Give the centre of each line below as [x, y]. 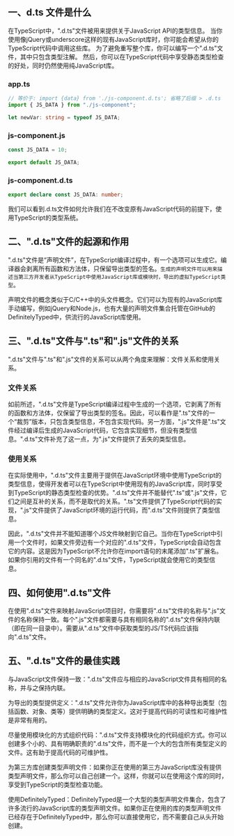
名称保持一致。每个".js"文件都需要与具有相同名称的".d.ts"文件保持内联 [120, 619]
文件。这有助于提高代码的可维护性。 [60, 752]
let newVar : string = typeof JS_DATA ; [64, 117]
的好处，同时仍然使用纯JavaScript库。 [63, 66]
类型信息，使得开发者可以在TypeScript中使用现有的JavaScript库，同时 [109, 484]
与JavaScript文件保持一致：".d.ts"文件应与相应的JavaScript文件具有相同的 [115, 679]
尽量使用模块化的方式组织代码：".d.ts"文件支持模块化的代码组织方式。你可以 [117, 735]
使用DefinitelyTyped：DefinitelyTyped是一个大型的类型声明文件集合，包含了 [117, 799]
